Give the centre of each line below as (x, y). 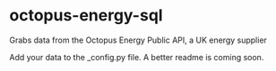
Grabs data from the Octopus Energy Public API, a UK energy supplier (138, 40)
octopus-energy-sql (86, 16)
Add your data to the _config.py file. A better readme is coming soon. (137, 57)
